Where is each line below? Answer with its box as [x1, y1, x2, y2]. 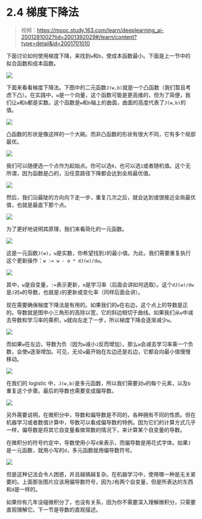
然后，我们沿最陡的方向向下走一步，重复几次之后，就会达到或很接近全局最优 [6, 193, 196, 200]
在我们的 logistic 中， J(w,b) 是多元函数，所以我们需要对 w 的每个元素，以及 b [6, 379, 191, 387]
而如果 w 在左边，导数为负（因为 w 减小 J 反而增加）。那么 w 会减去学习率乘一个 [6, 340, 188, 347]
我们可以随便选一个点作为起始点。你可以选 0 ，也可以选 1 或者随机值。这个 [6, 162, 186, 169]
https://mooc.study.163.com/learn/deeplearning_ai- [37, 26, 164, 34]
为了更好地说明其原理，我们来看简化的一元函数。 [6, 225, 127, 232]
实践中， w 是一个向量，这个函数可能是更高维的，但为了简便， [35, 91, 186, 98]
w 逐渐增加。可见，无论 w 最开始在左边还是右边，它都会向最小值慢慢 [27, 347, 191, 355]
